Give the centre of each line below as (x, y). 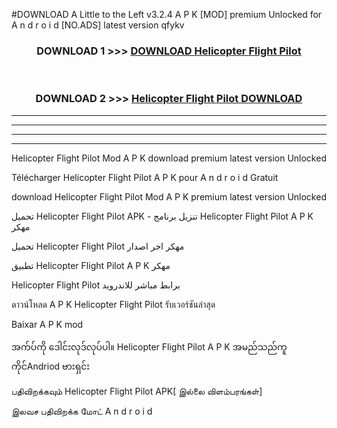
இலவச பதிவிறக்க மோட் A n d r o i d (82, 411)
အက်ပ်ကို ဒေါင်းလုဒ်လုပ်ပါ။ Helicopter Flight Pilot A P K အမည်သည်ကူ (149, 346)
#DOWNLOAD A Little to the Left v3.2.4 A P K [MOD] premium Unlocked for (167, 14)
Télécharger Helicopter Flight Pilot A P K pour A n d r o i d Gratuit (145, 177)
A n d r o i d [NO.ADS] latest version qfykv (98, 25)
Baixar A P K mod (47, 324)
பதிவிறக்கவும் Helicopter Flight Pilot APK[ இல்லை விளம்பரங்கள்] (137, 391)
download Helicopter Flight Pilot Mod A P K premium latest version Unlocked (169, 196)
